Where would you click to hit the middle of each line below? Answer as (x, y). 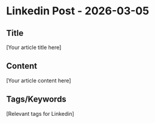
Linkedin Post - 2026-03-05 (78, 11)
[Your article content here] (39, 80)
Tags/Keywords (37, 99)
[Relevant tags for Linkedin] (40, 113)
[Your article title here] (34, 47)
